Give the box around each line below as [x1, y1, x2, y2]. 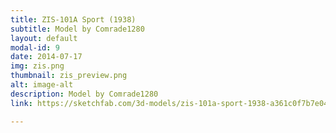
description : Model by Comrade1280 [10, 89, 159, 99]
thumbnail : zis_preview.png [10, 71, 128, 81]
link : [10, 98, 33, 108]
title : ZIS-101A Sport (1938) [10, 14, 137, 25]
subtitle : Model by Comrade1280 [10, 24, 145, 34]
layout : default [10, 33, 78, 43]
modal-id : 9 [10, 42, 60, 53]
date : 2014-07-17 [10, 52, 83, 62]
